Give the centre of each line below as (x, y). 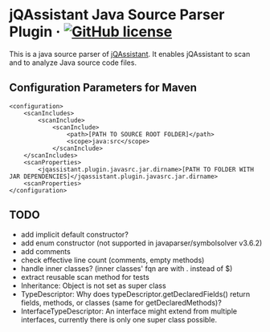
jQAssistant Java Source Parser (117, 15)
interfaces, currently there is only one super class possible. (119, 319)
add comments (45, 251)
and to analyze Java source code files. (73, 63)
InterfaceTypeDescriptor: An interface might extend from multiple (129, 311)
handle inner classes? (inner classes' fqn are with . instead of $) (127, 268)
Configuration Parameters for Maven (103, 88)
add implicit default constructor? (75, 234)
